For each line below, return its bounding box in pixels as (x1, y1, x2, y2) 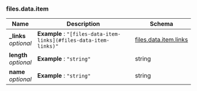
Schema (150, 20, 174, 28)
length (9, 51, 28, 59)
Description (66, 20, 100, 28)
